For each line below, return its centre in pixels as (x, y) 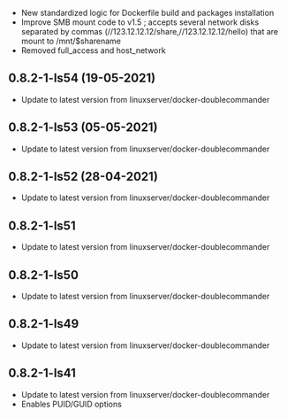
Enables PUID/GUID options (72, 404)
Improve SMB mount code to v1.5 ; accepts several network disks (140, 22)
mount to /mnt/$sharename (71, 41)
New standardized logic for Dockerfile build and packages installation (147, 13)
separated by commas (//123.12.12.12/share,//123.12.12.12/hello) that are (150, 31)
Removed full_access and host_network (93, 50)
